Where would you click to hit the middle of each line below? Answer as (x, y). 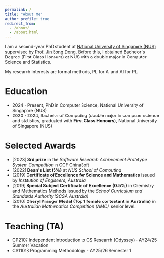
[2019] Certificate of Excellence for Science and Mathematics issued (83, 175)
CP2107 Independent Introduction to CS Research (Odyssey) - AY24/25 (84, 240)
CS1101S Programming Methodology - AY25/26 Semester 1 (71, 250)
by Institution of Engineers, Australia (49, 180)
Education (26, 92)
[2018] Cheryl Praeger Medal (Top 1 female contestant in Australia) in (84, 201)
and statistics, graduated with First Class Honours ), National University (84, 120)
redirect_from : (21, 23)
